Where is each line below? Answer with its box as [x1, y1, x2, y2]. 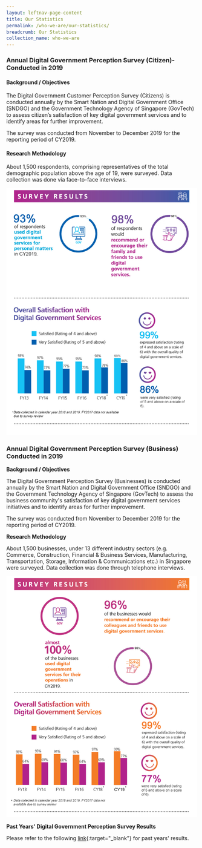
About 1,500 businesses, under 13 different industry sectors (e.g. [6, 545, 168, 552]
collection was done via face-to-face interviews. [6, 176, 127, 183]
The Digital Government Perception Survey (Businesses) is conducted [6, 478, 180, 485]
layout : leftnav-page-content [6, 10, 83, 16]
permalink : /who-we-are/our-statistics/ [6, 22, 110, 28]
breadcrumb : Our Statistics [6, 29, 77, 35]
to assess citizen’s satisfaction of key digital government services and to [6, 111, 187, 119]
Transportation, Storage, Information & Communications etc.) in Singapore [6, 557, 192, 565]
